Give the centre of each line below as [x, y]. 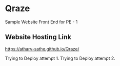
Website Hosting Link [38, 37]
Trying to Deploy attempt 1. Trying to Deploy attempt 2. [60, 58]
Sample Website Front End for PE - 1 [41, 22]
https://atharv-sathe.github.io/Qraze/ [42, 49]
